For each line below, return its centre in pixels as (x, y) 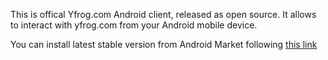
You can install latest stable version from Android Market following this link (164, 44)
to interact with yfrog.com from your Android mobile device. (134, 25)
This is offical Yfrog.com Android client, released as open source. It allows (163, 14)
